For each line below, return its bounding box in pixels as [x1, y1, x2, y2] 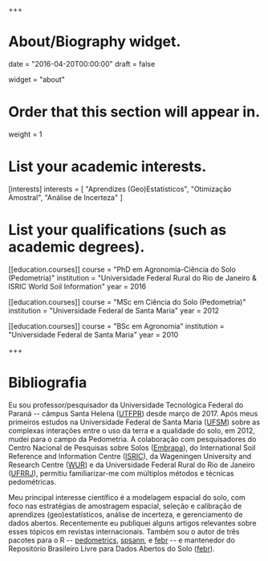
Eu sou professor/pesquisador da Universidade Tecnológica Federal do [8, 399, 244, 410]
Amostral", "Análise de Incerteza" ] [8, 192, 123, 202]
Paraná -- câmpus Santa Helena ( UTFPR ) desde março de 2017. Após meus [8, 408, 258, 418]
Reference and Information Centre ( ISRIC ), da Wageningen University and [8, 451, 252, 461]
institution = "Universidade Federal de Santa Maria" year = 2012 [8, 305, 219, 315]
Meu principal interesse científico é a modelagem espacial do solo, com [8, 492, 246, 502]
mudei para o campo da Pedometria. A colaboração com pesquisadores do [8, 434, 257, 444]
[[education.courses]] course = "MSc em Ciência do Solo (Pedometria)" [8, 297, 246, 306]
